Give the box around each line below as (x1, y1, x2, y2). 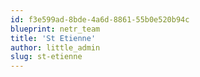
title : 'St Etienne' (10, 33, 97, 43)
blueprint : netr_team (10, 24, 101, 34)
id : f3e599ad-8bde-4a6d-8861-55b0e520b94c (10, 14, 190, 25)
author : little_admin (10, 42, 101, 53)
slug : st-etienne (10, 52, 83, 62)
